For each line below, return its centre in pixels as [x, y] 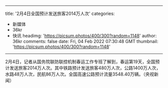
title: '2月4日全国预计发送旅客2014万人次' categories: [60, 13]
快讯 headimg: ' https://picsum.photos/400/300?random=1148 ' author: [84, 36]
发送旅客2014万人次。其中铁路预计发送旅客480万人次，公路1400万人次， [85, 68]
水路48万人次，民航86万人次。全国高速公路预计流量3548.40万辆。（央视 [80, 74]
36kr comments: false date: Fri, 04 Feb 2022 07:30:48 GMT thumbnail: [85, 41]
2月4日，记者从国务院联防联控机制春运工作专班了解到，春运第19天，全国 [80, 61]
